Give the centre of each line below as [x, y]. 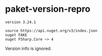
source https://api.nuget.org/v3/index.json [51, 30]
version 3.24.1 [21, 22]
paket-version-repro [48, 9]
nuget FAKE [16, 35]
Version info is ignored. [28, 48]
